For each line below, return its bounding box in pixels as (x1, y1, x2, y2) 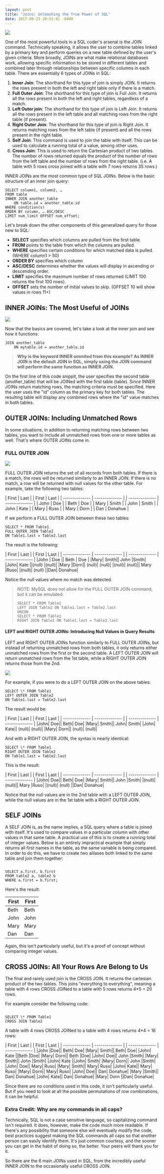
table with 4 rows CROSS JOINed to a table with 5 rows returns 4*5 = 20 (5, 986, 152, 992)
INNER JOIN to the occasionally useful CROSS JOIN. (5, 1163, 111, 1169)
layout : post (5, 7, 32, 12)
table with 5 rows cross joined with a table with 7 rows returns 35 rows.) (12, 163, 158, 170)
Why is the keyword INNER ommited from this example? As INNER (17, 354, 154, 360)
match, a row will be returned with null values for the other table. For (5, 481, 143, 486)
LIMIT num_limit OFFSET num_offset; (5, 213, 80, 219)
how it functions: (5, 331, 39, 337)
